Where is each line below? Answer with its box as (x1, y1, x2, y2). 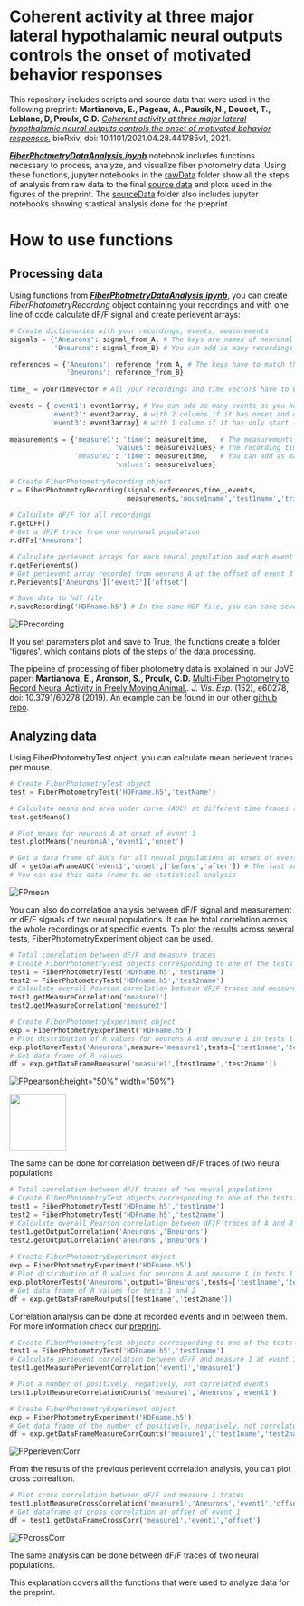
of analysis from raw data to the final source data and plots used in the (9, 178, 273, 189)
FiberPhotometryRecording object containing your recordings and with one (9, 299, 290, 310)
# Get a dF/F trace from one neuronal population (9, 528, 201, 537)
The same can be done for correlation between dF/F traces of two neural (9, 1158, 282, 1169)
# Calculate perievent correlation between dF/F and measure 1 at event (9, 1355, 290, 1364)
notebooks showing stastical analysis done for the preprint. (9, 197, 231, 209)
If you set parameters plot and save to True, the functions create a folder (9, 636, 280, 647)
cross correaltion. (9, 1473, 75, 1484)
